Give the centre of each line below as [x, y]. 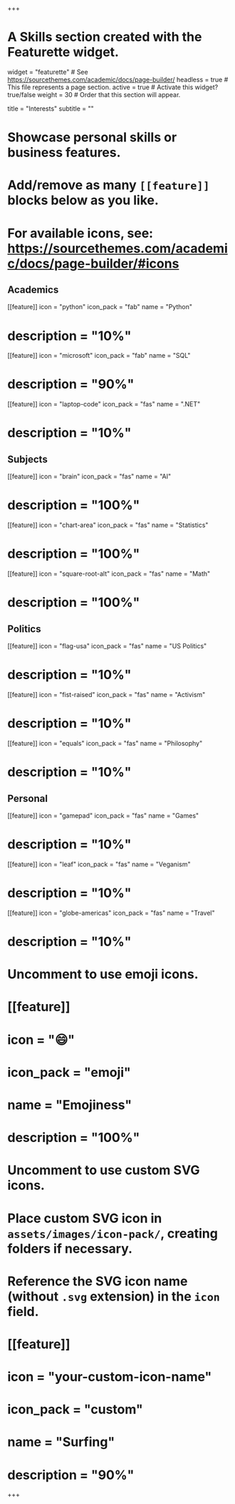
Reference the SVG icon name [98, 1281]
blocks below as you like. [83, 200]
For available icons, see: [80, 233]
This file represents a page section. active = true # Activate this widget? [113, 87]
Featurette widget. [63, 52]
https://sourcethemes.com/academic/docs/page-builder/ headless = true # [118, 79]
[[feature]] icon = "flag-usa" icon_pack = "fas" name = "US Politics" [107, 646]
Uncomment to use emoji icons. [103, 974]
